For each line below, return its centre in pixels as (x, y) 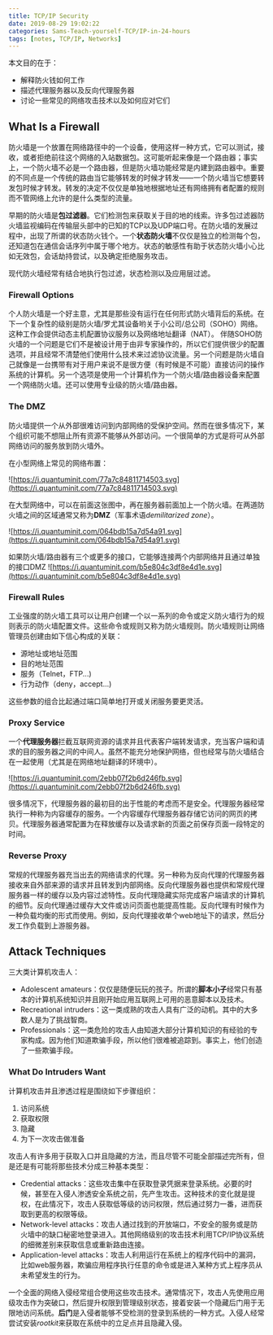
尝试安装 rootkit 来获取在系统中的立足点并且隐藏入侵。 (97, 1323)
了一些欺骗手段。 (49, 1050)
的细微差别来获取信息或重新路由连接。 (84, 1244)
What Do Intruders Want (57, 1072)
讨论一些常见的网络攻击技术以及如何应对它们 (95, 101)
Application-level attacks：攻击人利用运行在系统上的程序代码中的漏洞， (140, 1254)
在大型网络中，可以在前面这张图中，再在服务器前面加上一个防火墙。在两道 (133, 505)
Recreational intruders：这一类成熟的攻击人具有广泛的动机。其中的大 (135, 1009)
